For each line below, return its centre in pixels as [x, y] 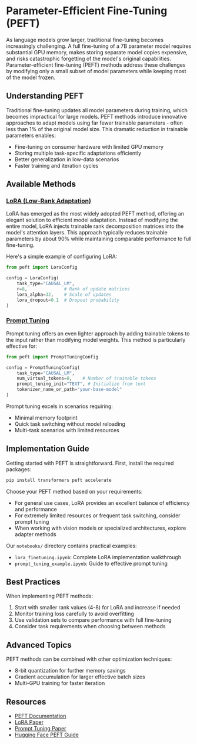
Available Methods [41, 184]
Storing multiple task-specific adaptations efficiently [78, 153]
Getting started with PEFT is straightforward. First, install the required [90, 463]
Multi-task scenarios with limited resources [67, 430]
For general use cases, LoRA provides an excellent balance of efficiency [102, 502]
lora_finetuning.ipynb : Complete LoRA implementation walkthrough [98, 557]
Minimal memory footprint [46, 417]
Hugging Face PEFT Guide [47, 735]
